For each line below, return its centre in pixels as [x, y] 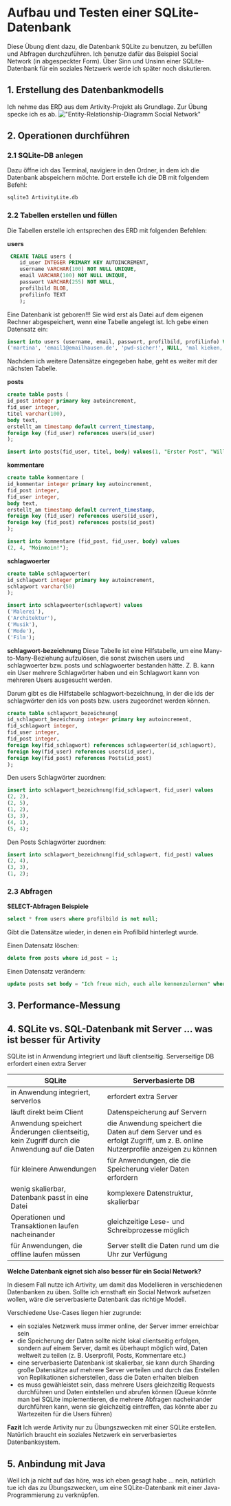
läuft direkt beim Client [47, 1112]
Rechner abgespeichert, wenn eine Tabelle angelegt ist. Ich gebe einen [108, 321]
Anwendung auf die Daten [53, 1149]
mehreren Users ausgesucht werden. [60, 680]
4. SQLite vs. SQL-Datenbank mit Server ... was [110, 1029]
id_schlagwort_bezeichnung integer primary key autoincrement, [100, 720]
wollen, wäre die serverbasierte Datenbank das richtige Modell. [97, 1299]
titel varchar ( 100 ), [37, 414]
